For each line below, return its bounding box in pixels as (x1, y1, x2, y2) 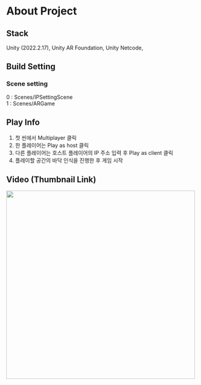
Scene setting (6, 80, 48, 88)
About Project (6, 4, 77, 18)
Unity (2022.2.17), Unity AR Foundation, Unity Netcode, (6, 44, 144, 51)
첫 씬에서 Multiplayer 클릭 (14, 134, 77, 141)
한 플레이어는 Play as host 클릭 (14, 142, 89, 149)
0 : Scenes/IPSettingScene (6, 93, 73, 101)
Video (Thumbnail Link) (6, 174, 97, 184)
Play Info (6, 117, 40, 128)
